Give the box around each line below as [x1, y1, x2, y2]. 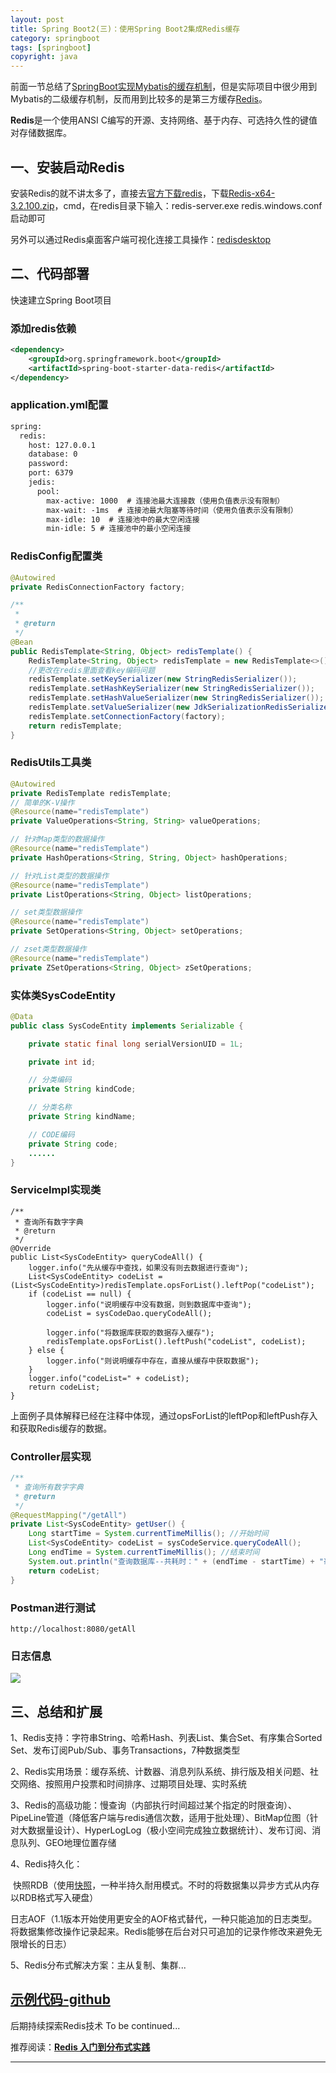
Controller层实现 [10, 1449, 92, 1463]
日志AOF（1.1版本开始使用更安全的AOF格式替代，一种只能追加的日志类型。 [10, 1912, 318, 1925]
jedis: [28, 477, 56, 488]
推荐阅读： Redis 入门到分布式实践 [10, 2041, 151, 2053]
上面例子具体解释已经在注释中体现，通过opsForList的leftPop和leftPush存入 [10, 1409, 318, 1421]
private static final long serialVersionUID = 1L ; [28, 1039, 244, 1049]
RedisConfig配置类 [10, 549, 103, 563]
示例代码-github [10, 1991, 111, 2008]
